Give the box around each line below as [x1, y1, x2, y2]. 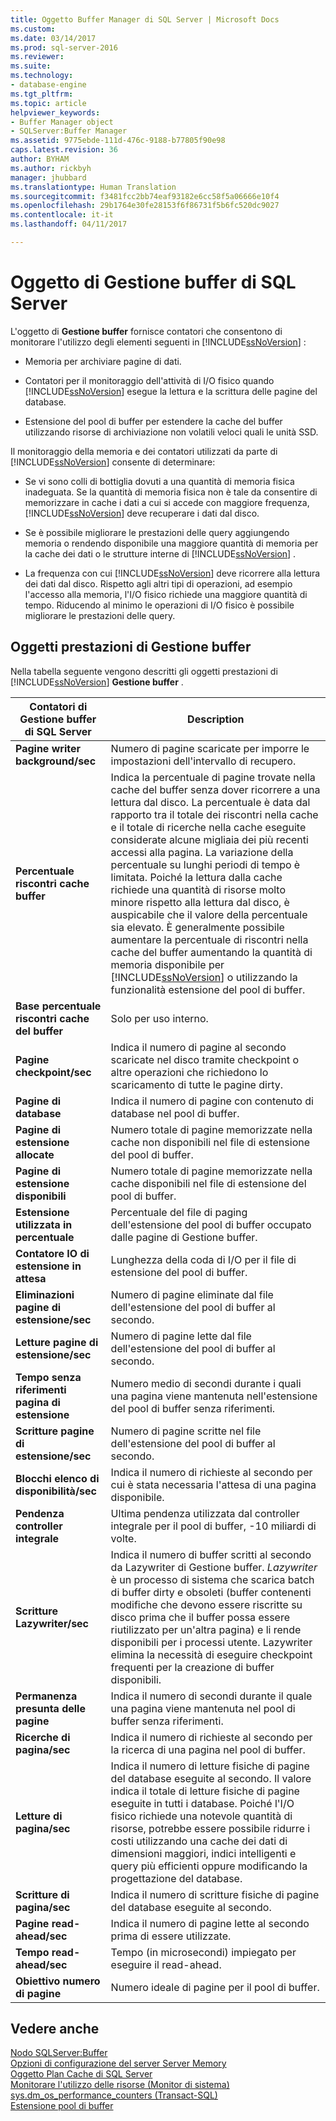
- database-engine [10, 80, 87, 90]
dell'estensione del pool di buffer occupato [110, 1217, 312, 1231]
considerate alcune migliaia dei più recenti [110, 832, 309, 846]
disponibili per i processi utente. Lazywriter [110, 1635, 313, 1649]
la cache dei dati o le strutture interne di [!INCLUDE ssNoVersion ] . [24, 547, 297, 560]
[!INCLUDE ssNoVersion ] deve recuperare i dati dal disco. [24, 507, 260, 519]
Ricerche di [15, 1730, 71, 1744]
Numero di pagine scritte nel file [110, 1424, 262, 1438]
